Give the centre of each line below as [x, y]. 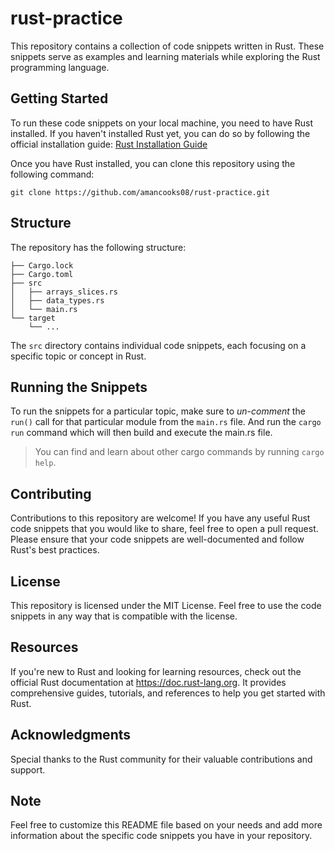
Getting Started [59, 98]
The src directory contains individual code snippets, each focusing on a [158, 345]
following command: [52, 174]
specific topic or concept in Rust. [78, 356]
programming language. [60, 67]
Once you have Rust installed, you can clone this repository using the [153, 163]
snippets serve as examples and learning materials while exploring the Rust [165, 56]
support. [28, 769]
